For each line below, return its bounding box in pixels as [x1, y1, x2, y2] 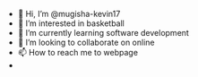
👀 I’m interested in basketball [17, 18, 125, 29]
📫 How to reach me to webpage [17, 47, 139, 57]
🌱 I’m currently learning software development [17, 28, 190, 38]
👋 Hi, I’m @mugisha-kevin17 [17, 9, 121, 19]
